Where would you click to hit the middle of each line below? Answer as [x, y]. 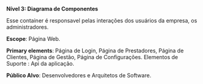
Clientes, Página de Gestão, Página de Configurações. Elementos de [92, 57]
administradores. [27, 27]
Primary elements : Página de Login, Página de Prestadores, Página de [95, 51]
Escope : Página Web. [34, 39]
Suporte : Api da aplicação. [40, 64]
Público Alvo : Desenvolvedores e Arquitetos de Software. [79, 75]
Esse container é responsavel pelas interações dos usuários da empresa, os [102, 20]
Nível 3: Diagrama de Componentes [52, 9]
